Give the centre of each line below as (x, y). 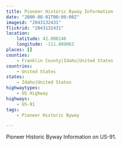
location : (18, 33)
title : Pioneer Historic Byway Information (60, 11)
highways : (18, 99)
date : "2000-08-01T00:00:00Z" (43, 17)
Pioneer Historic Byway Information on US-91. (61, 137)
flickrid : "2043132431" (35, 28)
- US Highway (32, 93)
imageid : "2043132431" (34, 22)
